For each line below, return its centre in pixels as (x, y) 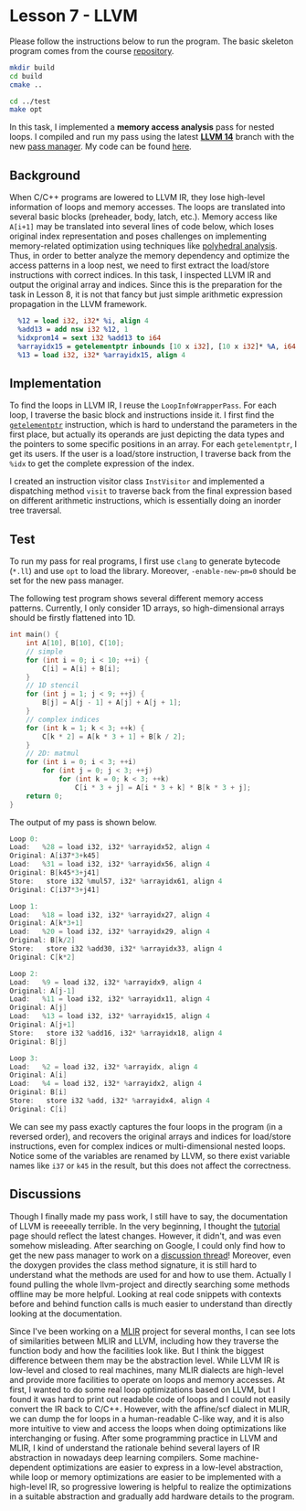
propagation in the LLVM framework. (79, 304)
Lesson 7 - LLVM (74, 16)
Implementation (56, 383)
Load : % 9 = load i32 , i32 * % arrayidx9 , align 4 (106, 982)
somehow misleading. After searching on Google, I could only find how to (148, 1245)
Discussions (45, 1194)
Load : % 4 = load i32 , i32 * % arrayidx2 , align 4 (106, 1084)
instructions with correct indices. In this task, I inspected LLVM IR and (140, 275)
